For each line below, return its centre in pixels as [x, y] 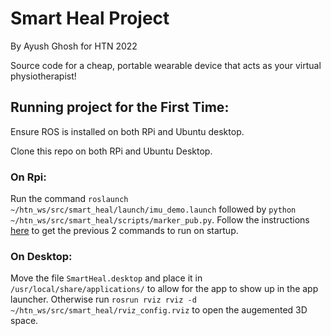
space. [24, 321]
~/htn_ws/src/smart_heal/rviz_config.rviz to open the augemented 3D [159, 310]
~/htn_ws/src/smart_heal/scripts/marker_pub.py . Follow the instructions [160, 220]
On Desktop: [41, 256]
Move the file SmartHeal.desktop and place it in [106, 278]
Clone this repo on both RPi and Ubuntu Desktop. [111, 151]
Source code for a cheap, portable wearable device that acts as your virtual [166, 65]
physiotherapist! [43, 76]
